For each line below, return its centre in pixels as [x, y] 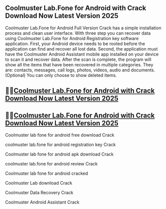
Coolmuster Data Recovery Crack [39, 193]
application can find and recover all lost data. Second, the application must [82, 49]
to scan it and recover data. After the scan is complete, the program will [78, 59]
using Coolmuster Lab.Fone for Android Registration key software [72, 38]
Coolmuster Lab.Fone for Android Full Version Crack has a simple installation [83, 28]
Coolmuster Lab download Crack [39, 183]
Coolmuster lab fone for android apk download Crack [59, 154]
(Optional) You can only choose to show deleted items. [61, 75]
